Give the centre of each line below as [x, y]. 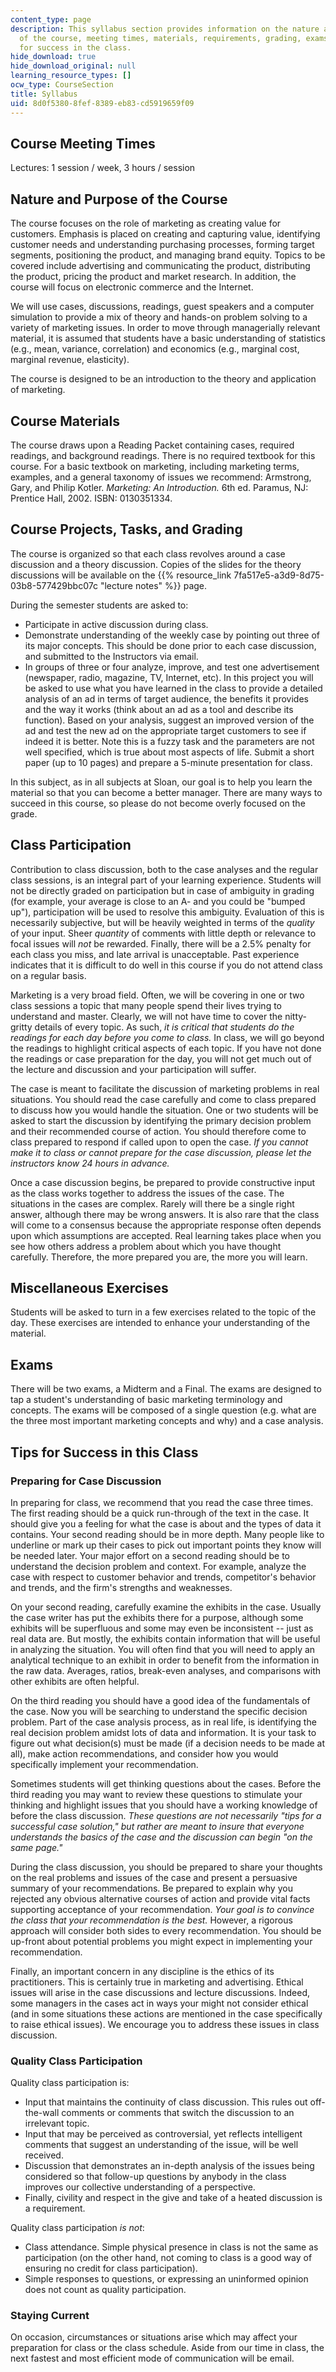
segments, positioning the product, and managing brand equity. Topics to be [168, 255]
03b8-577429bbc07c [54, 585]
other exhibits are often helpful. [75, 1681]
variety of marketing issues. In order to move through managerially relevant [165, 328]
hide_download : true [53, 57]
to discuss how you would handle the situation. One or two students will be [164, 1110]
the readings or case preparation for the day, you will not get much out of [161, 1058]
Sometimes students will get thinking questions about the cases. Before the [166, 1783]
